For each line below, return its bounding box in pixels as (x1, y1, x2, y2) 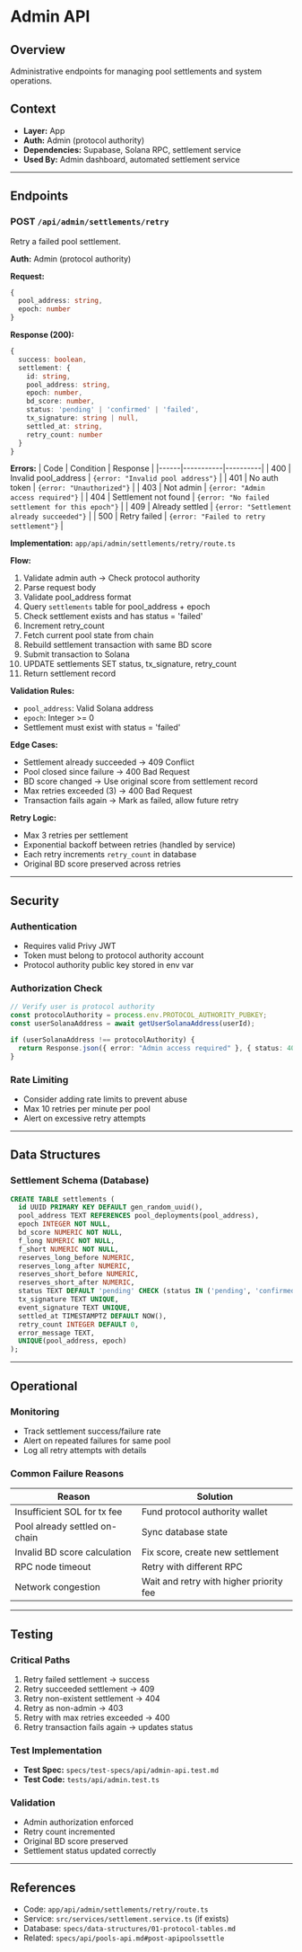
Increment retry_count (22, 620, 106, 631)
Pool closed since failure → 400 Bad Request (22, 767, 191, 777)
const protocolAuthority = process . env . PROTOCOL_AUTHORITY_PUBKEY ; (10, 1011, 268, 1020)
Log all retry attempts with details (22, 1444, 147, 1455)
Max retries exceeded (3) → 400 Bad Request (22, 785, 193, 796)
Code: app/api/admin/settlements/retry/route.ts (22, 1903, 209, 1915)
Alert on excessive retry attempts (22, 1113, 146, 1123)
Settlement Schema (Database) (10, 1175, 150, 1187)
